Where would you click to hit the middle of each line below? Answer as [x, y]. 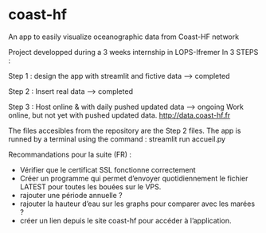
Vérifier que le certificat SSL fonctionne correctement [108, 169]
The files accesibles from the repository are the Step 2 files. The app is [125, 130]
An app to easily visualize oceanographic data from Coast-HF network [124, 37]
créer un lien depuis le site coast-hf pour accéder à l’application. [125, 220]
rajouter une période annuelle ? [71, 195]
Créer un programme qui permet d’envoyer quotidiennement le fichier [134, 178]
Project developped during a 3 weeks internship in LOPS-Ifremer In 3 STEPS [133, 52]
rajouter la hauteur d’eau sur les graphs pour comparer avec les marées [137, 204]
